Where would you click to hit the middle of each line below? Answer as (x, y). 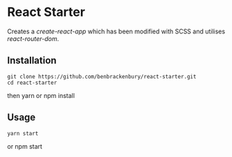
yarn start (23, 133)
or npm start (25, 146)
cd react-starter (32, 83)
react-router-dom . (33, 38)
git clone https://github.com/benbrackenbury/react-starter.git (102, 76)
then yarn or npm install (41, 95)
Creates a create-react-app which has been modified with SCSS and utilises (116, 31)
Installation (32, 61)
